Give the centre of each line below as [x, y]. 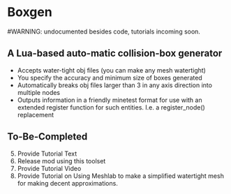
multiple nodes [39, 92]
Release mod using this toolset [61, 161]
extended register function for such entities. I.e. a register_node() [111, 107]
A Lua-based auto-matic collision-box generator [115, 53]
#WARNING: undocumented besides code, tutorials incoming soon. [104, 31]
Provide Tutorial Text [47, 154]
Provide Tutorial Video [49, 168]
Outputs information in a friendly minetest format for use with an [110, 100]
